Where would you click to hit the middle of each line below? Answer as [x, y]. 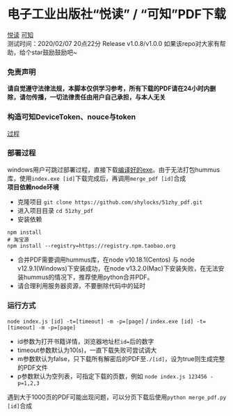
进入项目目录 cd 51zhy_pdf [55, 210]
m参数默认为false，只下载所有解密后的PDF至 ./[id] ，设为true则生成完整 [121, 359]
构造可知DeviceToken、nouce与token [72, 117]
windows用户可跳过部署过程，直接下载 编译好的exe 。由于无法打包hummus [114, 169]
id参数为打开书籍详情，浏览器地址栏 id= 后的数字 [86, 342]
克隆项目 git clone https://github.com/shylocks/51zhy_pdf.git [110, 202]
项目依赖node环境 [33, 187]
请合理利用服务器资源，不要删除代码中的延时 [81, 285]
